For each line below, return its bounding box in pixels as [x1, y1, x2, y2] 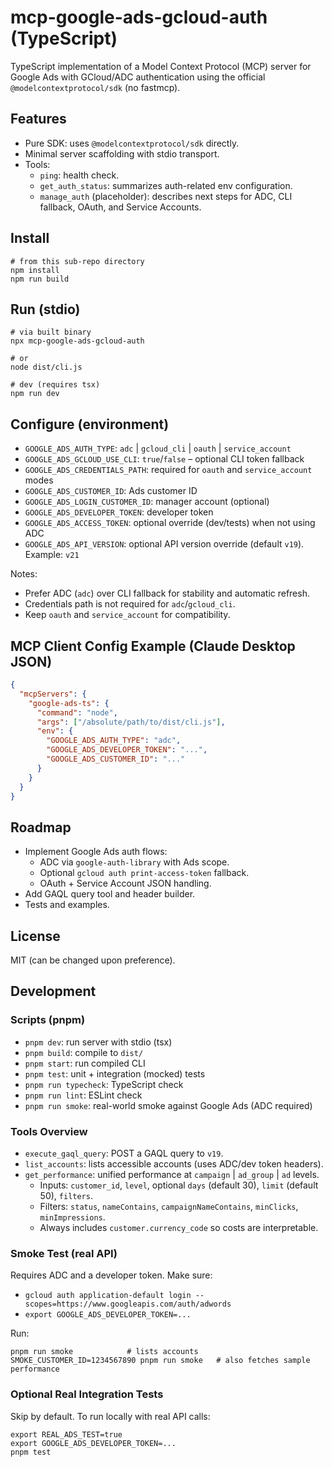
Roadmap [10, 819, 72, 836]
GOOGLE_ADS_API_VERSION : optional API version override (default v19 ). [24, 538, 305, 550]
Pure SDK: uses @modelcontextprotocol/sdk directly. [24, 137, 240, 149]
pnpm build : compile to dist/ [24, 1046, 144, 1058]
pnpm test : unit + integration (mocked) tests [24, 1067, 206, 1080]
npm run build [10, 274, 70, 284]
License [10, 927, 61, 945]
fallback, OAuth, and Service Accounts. [39, 201, 202, 213]
